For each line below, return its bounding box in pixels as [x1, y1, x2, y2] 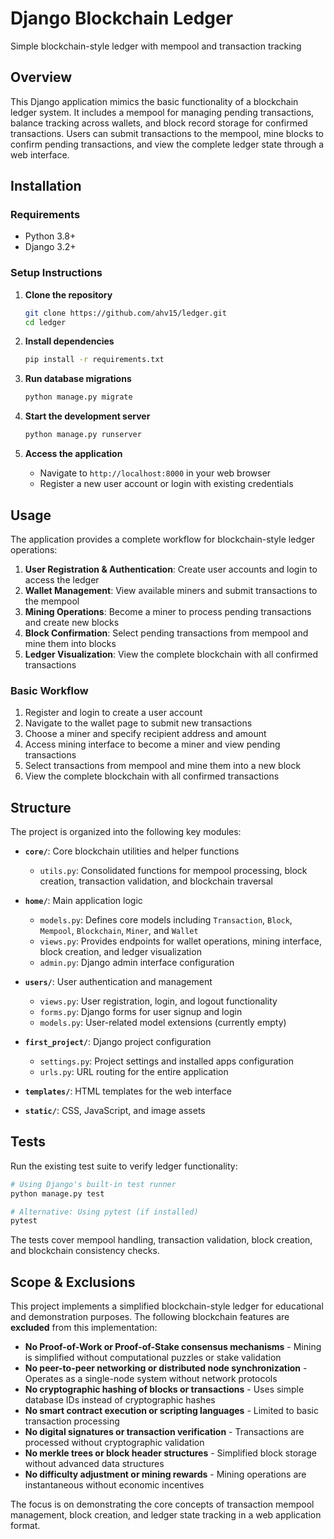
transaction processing [24, 1415, 120, 1427]
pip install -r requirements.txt [24, 355, 165, 365]
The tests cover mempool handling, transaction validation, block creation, [10, 1234, 313, 1246]
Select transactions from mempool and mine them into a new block [24, 760, 302, 772]
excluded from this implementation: [10, 1322, 158, 1334]
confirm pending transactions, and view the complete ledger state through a [10, 138, 325, 150]
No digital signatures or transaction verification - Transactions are [24, 1426, 305, 1438]
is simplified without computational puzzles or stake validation [24, 1352, 282, 1364]
